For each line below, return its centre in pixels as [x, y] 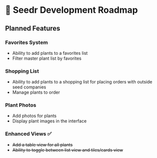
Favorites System [27, 42]
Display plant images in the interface [49, 121]
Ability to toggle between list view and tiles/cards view [68, 150]
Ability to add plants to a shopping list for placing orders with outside [82, 82]
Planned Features [33, 28]
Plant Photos [21, 105]
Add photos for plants [34, 116]
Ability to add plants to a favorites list [50, 53]
